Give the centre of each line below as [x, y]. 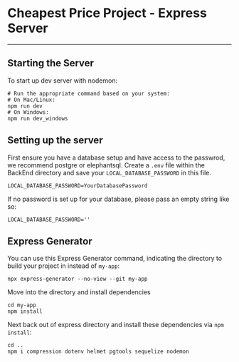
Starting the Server [51, 63]
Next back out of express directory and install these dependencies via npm [116, 325]
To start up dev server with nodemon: [63, 81]
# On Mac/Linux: [31, 100]
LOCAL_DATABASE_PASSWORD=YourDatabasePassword [78, 186]
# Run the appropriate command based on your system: [89, 93]
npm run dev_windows [38, 118]
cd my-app [22, 305]
